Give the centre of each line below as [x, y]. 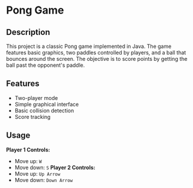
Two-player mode [36, 98]
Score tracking [32, 116]
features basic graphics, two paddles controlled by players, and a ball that [96, 53]
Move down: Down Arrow [44, 180]
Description [28, 32]
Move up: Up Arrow [37, 174]
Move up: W [28, 161]
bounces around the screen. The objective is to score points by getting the [97, 59]
